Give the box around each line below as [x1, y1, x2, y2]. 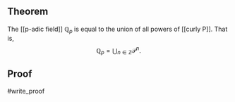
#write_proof [7, 87, 45, 95]
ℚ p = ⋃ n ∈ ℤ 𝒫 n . [96, 45, 141, 56]
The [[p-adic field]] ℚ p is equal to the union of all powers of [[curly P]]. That [7, 25, 228, 34]
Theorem [7, 6, 49, 18]
